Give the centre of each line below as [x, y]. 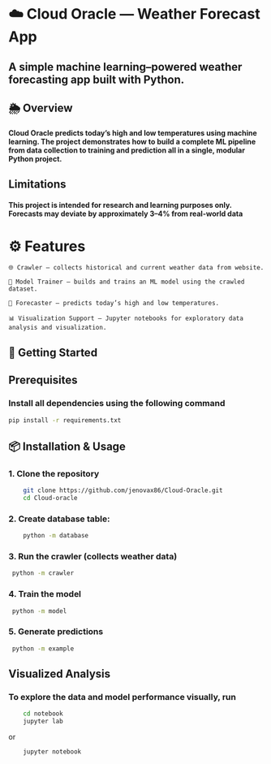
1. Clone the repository [54, 473]
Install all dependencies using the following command [117, 404]
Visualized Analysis [60, 673]
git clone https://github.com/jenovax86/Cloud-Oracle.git [123, 490]
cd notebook [43, 714]
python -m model [39, 611]
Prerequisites [43, 380]
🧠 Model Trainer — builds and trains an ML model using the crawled [127, 282]
